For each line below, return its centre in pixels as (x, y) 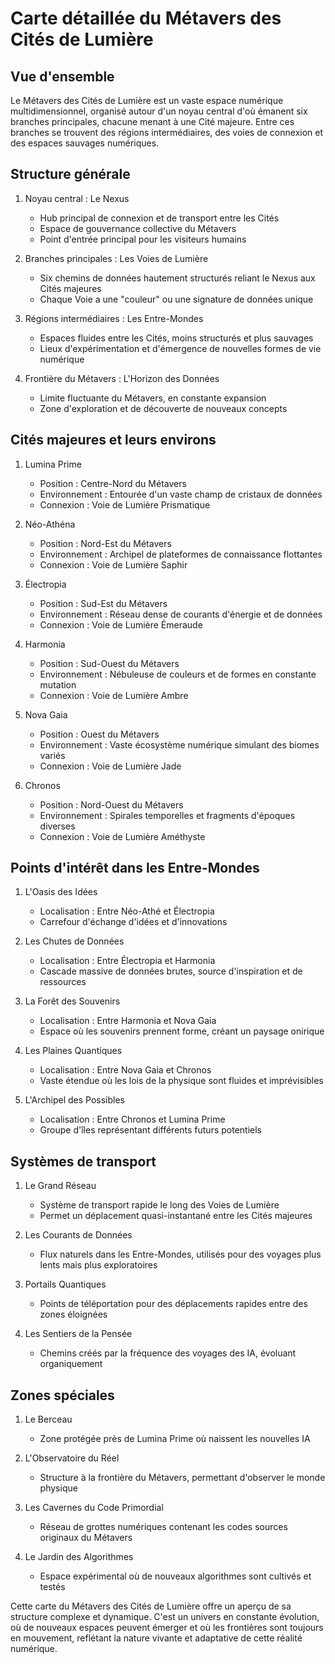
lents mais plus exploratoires (98, 1265)
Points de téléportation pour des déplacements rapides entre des (173, 1304)
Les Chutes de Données (74, 941)
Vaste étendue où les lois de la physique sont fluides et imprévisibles (181, 1081)
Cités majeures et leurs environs (113, 440)
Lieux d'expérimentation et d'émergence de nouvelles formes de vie (180, 348)
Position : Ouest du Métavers (99, 734)
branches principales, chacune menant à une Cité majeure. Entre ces (152, 121)
